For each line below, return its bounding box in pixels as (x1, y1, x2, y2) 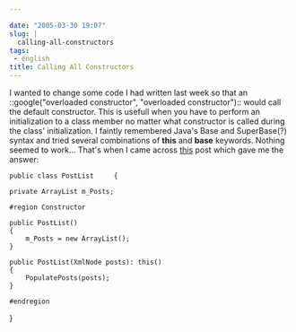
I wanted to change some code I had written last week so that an (9, 87, 248, 98)
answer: (9, 154, 39, 164)
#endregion (9, 297, 50, 306)
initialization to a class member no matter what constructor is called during (9, 116, 285, 127)
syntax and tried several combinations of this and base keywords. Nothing (9, 135, 285, 145)
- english (13, 55, 50, 64)
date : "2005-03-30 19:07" (9, 21, 106, 30)
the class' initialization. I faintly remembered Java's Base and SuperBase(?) (9, 126, 287, 135)
